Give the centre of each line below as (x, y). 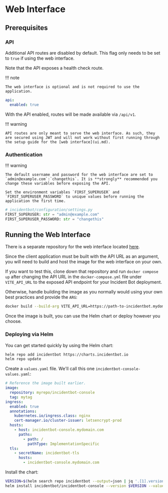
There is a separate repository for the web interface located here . (72, 247)
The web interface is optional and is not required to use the (72, 87)
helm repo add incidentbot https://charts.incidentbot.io (67, 355)
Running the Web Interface (48, 234)
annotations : (23, 411)
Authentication (24, 154)
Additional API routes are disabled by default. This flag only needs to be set (83, 53)
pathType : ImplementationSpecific (63, 444)
